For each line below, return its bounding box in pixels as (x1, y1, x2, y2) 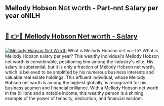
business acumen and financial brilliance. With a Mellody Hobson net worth (5, 85, 159, 91)
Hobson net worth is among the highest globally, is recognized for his (5, 80, 147, 85)
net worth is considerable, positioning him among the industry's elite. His (5, 59, 154, 65)
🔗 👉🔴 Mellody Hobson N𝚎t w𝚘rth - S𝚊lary (5, 32, 138, 40)
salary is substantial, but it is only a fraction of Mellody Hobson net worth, (5, 64, 155, 70)
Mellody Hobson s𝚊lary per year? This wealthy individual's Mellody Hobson (5, 53, 159, 59)
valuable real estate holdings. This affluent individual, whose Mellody (5, 74, 146, 80)
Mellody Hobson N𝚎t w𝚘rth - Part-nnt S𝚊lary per (5, 4, 159, 12)
